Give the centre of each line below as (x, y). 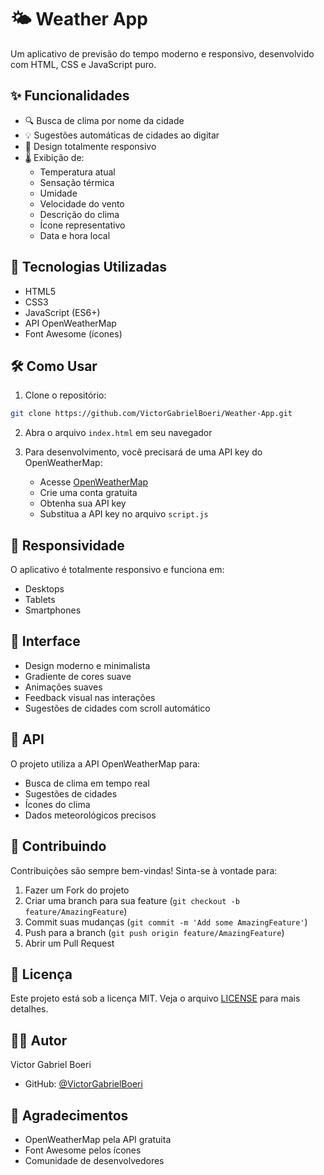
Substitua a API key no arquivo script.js (124, 514)
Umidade (58, 193)
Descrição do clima (79, 214)
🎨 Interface (45, 641)
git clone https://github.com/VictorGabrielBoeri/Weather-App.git (151, 414)
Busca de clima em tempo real (87, 783)
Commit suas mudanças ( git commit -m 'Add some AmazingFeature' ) (166, 922)
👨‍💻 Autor (39, 1040)
